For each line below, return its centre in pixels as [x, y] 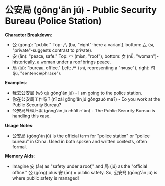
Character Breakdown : [29, 35]
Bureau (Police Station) [54, 21]
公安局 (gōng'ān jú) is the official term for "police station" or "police [81, 136]
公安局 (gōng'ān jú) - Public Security [81, 10]
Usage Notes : [19, 125]
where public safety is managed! [45, 178]
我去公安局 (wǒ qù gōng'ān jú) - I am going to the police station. [77, 93]
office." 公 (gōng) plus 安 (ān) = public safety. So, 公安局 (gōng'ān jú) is [85, 172]
